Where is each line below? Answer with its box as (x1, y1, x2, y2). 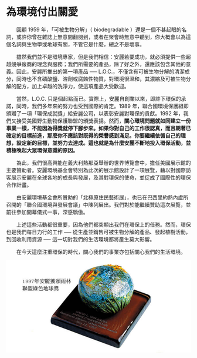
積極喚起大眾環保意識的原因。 (6, 147, 78, 154)
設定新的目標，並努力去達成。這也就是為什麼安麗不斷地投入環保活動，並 (16, 139, 191, 146)
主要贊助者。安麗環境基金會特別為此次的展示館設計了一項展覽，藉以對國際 (6, 166, 186, 174)
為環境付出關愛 (6, 5, 79, 19)
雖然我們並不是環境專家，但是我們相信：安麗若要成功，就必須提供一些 (16, 53, 186, 60)
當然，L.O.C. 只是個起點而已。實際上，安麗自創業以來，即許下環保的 (16, 95, 182, 102)
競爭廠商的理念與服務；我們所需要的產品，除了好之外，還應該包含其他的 (11, 60, 186, 68)
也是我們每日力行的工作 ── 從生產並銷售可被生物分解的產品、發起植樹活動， (6, 228, 191, 236)
